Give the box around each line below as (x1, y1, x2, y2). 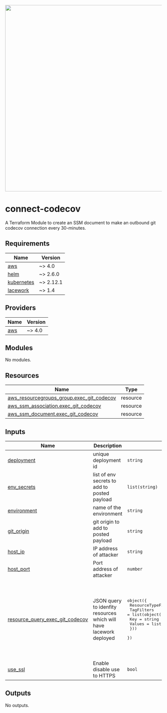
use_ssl (7, 666, 25, 673)
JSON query (92, 597, 122, 604)
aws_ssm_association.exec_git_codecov (7, 403, 101, 410)
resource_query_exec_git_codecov (7, 616, 88, 623)
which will (92, 616, 116, 623)
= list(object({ (127, 612, 164, 617)
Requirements (5, 239, 50, 248)
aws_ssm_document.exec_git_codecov (7, 411, 98, 418)
